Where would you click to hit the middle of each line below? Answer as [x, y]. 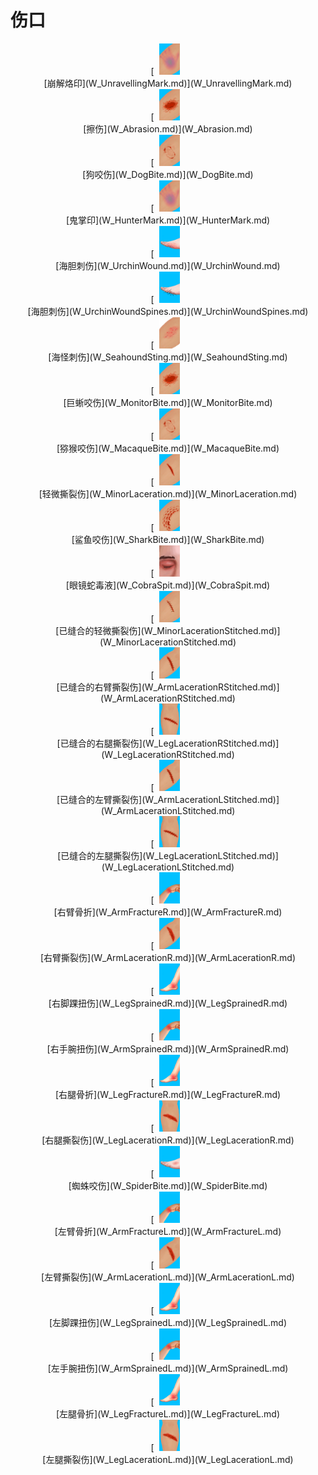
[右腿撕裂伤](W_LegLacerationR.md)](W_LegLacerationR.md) [168, 1140]
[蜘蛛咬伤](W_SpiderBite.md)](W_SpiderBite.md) [168, 1185]
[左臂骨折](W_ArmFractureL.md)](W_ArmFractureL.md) [168, 1231]
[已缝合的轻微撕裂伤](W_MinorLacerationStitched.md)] [168, 630]
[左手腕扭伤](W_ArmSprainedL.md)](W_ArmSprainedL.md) [168, 1368]
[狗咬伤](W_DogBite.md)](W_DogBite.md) [168, 174]
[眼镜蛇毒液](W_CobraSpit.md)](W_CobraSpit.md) [168, 585]
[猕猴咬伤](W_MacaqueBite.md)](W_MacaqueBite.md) [168, 448]
